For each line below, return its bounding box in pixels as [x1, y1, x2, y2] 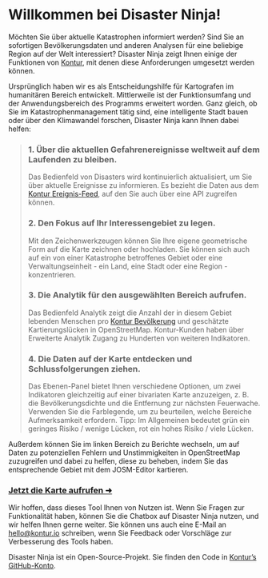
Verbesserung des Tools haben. [8, 537, 114, 547]
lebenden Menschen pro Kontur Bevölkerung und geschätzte [27, 316, 230, 325]
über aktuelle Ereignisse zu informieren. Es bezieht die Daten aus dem [27, 181, 259, 190]
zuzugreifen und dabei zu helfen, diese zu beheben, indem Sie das [8, 456, 229, 466]
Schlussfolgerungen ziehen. [27, 363, 142, 374]
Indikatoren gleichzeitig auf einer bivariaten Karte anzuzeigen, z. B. [27, 390, 250, 400]
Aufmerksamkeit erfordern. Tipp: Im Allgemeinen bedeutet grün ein [27, 416, 250, 425]
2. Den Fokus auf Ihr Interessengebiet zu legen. [27, 217, 216, 229]
